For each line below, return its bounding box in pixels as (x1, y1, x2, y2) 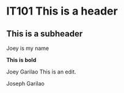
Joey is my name (6, 44, 49, 52)
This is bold (6, 57, 37, 63)
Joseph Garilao (6, 80, 45, 87)
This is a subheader (6, 29, 83, 39)
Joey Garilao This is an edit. (6, 68, 76, 75)
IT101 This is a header (6, 4, 118, 18)
